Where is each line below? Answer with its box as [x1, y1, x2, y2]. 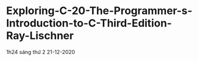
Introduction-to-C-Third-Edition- [6, 16, 172, 30]
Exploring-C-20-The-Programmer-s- [6, 4, 193, 18]
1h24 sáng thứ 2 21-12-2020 [6, 48, 76, 55]
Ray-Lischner [6, 29, 74, 42]
